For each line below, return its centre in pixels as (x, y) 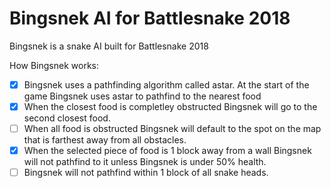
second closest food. (67, 118)
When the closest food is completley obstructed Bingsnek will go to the (170, 106)
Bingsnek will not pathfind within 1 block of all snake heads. (146, 173)
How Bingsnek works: (54, 65)
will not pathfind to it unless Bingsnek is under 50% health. (145, 162)
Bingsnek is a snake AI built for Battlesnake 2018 (109, 46)
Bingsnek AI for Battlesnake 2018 (150, 18)
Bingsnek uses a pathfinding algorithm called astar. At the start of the (166, 84)
